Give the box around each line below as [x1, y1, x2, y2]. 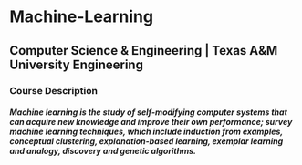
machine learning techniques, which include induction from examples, [9, 126, 284, 138]
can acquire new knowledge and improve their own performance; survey [9, 117, 293, 128]
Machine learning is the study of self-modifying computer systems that [9, 107, 287, 118]
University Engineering [9, 57, 144, 72]
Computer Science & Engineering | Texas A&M [9, 43, 278, 58]
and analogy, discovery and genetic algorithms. [9, 146, 196, 157]
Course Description [9, 84, 99, 97]
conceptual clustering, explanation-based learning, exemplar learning [9, 136, 284, 147]
